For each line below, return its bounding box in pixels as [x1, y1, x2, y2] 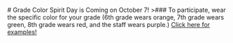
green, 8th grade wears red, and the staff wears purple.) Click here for [7, 21, 211, 28]
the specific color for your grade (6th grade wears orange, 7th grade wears [7, 13, 225, 21]
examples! [7, 28, 37, 36]
